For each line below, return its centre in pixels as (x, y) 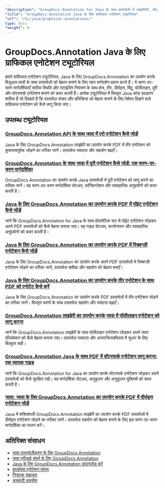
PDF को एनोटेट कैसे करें (27, 286)
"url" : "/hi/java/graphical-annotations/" (49, 19)
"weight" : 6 (17, 28)
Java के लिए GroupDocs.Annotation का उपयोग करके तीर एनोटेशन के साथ (80, 280)
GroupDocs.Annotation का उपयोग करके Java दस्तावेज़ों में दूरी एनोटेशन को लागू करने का (79, 180)
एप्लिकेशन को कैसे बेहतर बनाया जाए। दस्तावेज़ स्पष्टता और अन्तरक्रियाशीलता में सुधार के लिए (76, 338)
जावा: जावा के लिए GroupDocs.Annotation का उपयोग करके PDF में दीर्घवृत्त (79, 397)
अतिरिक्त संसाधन (25, 441)
